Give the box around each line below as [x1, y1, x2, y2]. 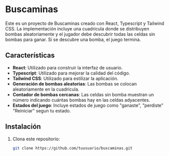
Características [5, 51, 55, 60]
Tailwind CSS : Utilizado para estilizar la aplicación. [12, 75, 119, 82]
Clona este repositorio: [12, 136, 60, 142]
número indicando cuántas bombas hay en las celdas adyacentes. [12, 97, 150, 103]
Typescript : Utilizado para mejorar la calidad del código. [12, 70, 130, 76]
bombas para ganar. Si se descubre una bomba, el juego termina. [5, 36, 141, 43]
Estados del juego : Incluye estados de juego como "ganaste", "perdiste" [12, 102, 164, 108]
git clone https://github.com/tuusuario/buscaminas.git [12, 145, 133, 150]
